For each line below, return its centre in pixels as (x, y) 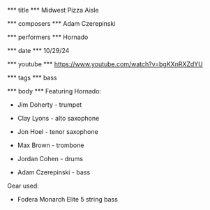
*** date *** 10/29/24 (38, 51)
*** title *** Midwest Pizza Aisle (53, 10)
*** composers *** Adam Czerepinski (61, 23)
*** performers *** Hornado (48, 37)
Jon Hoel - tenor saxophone (58, 132)
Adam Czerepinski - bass (54, 172)
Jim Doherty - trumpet (50, 105)
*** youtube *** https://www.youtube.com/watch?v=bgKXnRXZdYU (105, 64)
